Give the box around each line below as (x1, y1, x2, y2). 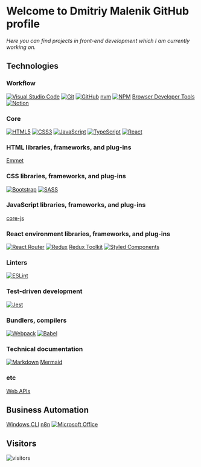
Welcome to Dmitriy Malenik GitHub (6, 4, 189, 18)
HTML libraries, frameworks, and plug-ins (6, 143, 132, 152)
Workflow (6, 79, 36, 88)
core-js (6, 214, 24, 222)
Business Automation (6, 405, 89, 415)
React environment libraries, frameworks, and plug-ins (6, 230, 171, 238)
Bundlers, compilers (6, 316, 67, 324)
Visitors (6, 438, 37, 448)
